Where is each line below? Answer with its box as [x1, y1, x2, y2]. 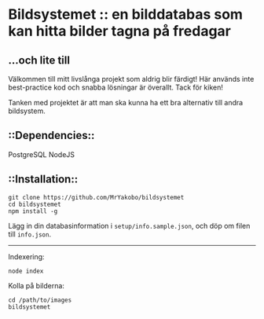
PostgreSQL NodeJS [8, 149, 75, 159]
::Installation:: [8, 173, 79, 186]
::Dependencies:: [8, 129, 95, 142]
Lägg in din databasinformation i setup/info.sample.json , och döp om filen [8, 221, 251, 230]
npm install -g [8, 207, 58, 215]
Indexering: [8, 251, 45, 261]
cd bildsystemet [8, 200, 61, 208]
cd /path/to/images [8, 296, 72, 304]
